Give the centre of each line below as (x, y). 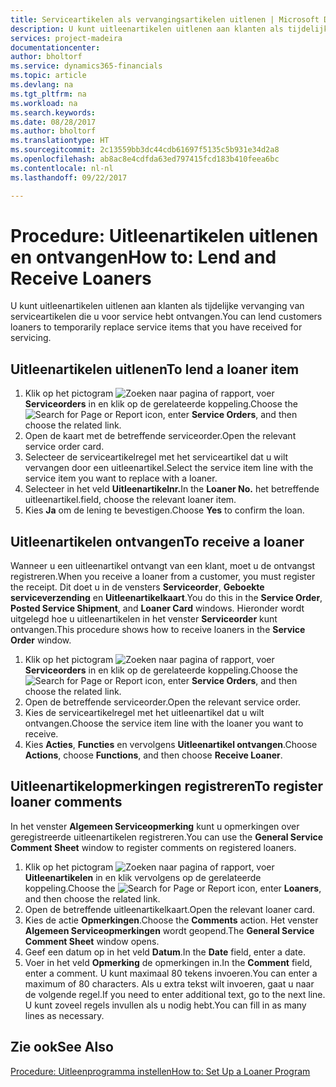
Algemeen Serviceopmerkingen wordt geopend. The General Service (169, 930)
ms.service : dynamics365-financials (86, 66)
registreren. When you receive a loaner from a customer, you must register (163, 577)
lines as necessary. (64, 1015)
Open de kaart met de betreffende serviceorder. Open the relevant (160, 436)
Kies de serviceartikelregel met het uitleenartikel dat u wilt (144, 713)
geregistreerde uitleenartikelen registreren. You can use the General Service (167, 837)
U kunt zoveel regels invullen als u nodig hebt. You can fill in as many (165, 1005)
